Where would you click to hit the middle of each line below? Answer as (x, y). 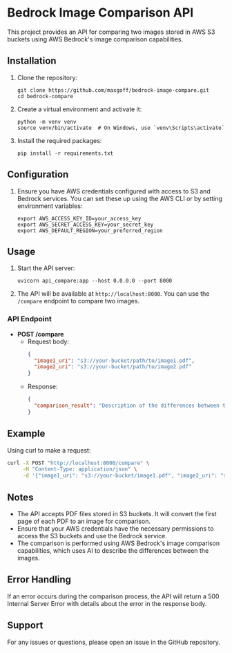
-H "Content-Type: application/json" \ (80, 469)
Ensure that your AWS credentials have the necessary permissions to (115, 529)
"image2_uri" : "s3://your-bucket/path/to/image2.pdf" (113, 367)
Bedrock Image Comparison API (100, 13)
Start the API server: (46, 268)
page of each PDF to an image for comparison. (84, 521)
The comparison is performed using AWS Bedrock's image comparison (118, 543)
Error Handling (39, 579)
